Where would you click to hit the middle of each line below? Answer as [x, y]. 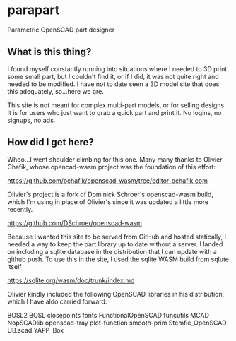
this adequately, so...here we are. [56, 91]
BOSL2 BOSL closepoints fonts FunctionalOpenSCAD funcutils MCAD [108, 315]
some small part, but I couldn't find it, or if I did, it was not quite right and [113, 76]
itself [14, 266]
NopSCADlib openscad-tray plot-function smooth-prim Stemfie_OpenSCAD [117, 323]
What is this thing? [49, 52]
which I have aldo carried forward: [57, 301]
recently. [20, 209]
